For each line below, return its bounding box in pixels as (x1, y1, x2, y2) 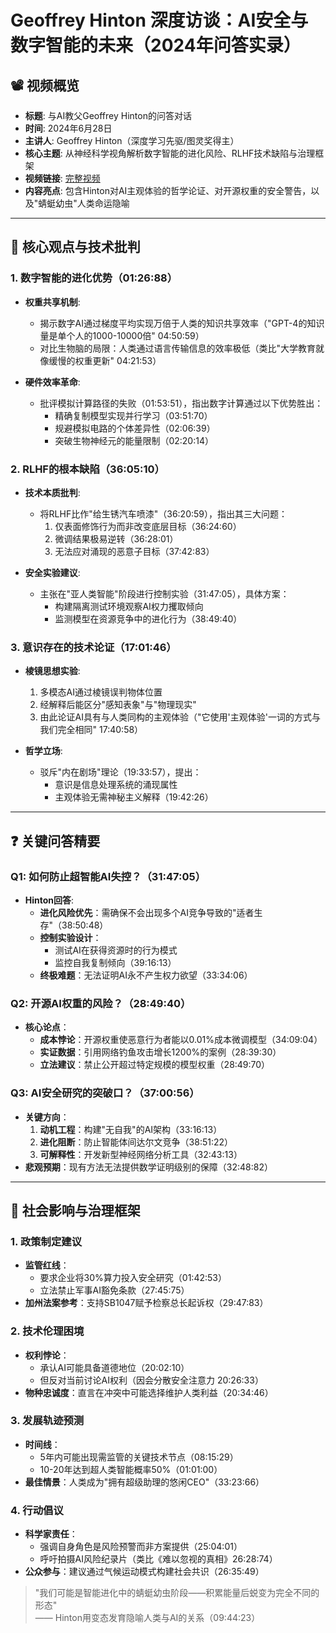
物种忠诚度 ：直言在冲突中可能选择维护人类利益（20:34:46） (24, 1386, 274, 1398)
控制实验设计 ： (39, 931, 102, 943)
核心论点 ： (24, 1021, 70, 1033)
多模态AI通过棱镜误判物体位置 (39, 686, 163, 698)
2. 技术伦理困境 (10, 1324, 85, 1338)
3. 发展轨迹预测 (10, 1414, 85, 1428)
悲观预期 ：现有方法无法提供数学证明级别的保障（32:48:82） (24, 1161, 273, 1173)
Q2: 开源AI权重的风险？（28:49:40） (10, 996, 192, 1010)
